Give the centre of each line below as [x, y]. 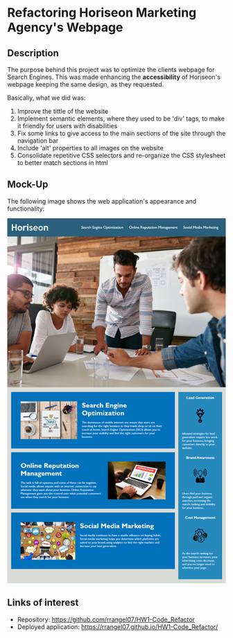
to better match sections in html [63, 163]
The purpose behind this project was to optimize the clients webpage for [111, 70]
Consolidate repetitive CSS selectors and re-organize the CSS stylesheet [121, 155]
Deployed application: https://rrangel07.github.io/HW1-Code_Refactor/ [118, 627]
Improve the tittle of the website [63, 111]
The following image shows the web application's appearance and [102, 201]
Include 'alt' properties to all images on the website [90, 148]
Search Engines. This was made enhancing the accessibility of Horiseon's [114, 77]
